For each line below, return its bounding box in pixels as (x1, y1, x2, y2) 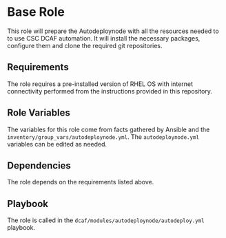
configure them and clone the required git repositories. (7, 41, 163, 50)
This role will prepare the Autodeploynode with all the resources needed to (7, 27, 219, 35)
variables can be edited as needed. (7, 140, 107, 148)
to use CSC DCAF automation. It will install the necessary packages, (7, 34, 201, 42)
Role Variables (7, 107, 70, 119)
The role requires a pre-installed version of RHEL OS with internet (7, 80, 193, 88)
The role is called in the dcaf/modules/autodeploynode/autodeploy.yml (7, 216, 205, 224)
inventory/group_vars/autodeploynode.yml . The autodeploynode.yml (7, 132, 200, 141)
